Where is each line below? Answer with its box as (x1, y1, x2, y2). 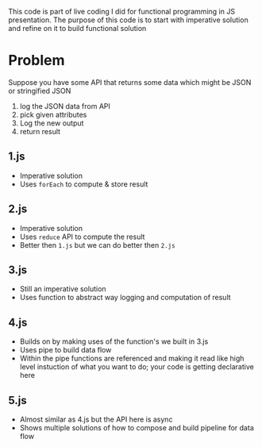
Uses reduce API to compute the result (19, 232, 145, 241)
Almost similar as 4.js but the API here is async (19, 414, 173, 424)
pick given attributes (19, 110, 87, 119)
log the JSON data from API (19, 101, 111, 110)
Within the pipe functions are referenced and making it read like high (19, 353, 245, 364)
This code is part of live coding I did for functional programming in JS (8, 7, 236, 16)
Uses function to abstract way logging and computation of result (19, 293, 232, 302)
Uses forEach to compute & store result (19, 179, 148, 189)
